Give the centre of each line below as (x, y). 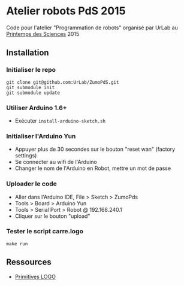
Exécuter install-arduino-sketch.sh (60, 120)
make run (17, 244)
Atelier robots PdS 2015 (66, 11)
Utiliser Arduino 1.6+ (37, 108)
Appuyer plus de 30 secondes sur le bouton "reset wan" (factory (95, 149)
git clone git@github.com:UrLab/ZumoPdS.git (63, 82)
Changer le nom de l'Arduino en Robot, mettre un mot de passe (93, 168)
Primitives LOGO (35, 276)
